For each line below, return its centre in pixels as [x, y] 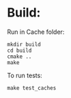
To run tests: [25, 75]
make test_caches [32, 88]
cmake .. [19, 57]
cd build [19, 50]
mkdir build [24, 44]
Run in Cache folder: [36, 32]
